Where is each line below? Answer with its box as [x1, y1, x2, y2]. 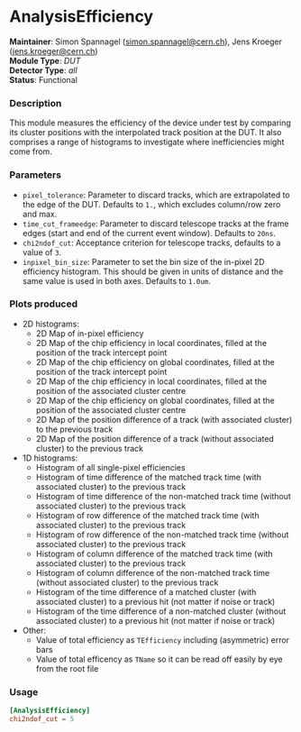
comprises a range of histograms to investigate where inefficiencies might [9, 137, 285, 148]
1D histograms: [22, 453, 78, 463]
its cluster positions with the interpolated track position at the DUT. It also [9, 127, 282, 138]
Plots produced [9, 297, 78, 310]
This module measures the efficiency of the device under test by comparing [9, 117, 291, 128]
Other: [22, 625, 47, 636]
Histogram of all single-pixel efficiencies [35, 462, 187, 472]
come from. [9, 146, 52, 157]
